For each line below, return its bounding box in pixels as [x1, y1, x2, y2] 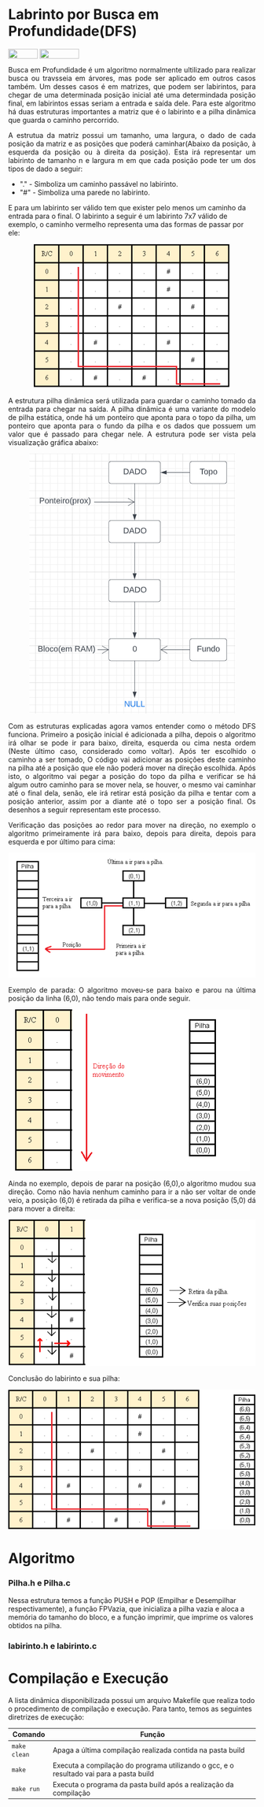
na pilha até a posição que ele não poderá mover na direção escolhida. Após [8, 763, 256, 773]
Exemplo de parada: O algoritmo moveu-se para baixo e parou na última [8, 985, 256, 995]
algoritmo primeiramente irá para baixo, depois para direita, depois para [8, 829, 256, 838]
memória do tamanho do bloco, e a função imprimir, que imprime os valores [8, 1612, 254, 1622]
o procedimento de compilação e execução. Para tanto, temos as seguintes [8, 1704, 253, 1713]
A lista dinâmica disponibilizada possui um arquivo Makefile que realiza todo [8, 1695, 255, 1705]
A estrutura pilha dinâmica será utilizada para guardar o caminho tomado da [8, 396, 256, 406]
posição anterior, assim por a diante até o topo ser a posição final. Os [8, 797, 256, 807]
